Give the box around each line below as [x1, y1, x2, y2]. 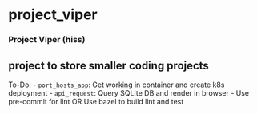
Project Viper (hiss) [8, 34, 86, 45]
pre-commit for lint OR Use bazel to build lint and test [8, 96, 184, 106]
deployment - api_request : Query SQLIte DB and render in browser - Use [8, 88, 250, 97]
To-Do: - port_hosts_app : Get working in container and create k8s [8, 80, 225, 89]
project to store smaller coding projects [8, 58, 210, 73]
